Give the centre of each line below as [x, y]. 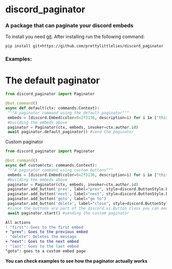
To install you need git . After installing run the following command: [75, 37]
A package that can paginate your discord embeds [69, 26]
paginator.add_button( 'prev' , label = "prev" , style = [64, 189]
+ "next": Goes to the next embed [42, 242]
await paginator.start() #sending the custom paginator [68, 213]
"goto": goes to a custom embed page [46, 251]
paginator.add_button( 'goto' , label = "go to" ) [57, 199]
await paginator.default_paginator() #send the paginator [71, 132]
